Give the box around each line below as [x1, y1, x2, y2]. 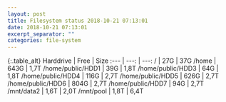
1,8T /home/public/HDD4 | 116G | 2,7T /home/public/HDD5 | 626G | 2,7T [7, 72, 220, 81]
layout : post [7, 10, 46, 18]
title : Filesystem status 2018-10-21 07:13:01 [7, 17, 148, 24]
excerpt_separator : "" [7, 30, 75, 38]
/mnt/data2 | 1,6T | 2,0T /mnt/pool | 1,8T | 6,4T [7, 87, 144, 96]
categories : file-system [7, 37, 81, 44]
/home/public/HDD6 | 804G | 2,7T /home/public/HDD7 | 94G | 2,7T [7, 79, 205, 88]
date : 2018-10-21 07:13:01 [7, 24, 88, 31]
